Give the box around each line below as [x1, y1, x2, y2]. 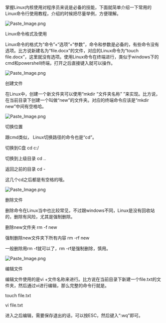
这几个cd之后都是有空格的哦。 [5, 176, 67, 182]
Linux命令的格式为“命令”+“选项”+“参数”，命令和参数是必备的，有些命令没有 [5, 41, 160, 47]
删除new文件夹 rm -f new [5, 224, 57, 230]
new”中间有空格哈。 [5, 104, 46, 109]
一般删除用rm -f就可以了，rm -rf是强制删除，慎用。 [5, 246, 111, 251]
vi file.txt [5, 302, 23, 308]
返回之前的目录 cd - [5, 166, 46, 172]
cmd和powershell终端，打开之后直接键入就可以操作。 [5, 60, 116, 66]
